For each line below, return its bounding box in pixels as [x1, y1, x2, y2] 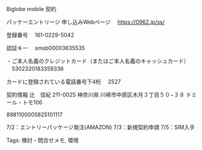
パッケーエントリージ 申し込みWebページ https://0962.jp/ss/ [6, 18, 165, 26]
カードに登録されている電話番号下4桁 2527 [6, 78, 121, 85]
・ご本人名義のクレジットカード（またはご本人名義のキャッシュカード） [6, 58, 189, 64]
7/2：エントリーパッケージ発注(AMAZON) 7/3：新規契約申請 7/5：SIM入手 [6, 124, 195, 130]
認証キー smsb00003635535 [6, 45, 85, 51]
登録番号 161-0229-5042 [6, 31, 75, 39]
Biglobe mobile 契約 [6, 6, 56, 12]
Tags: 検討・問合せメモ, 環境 [6, 137, 79, 144]
